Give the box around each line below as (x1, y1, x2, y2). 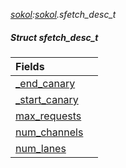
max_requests (15, 109, 82, 123)
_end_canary (15, 76, 76, 90)
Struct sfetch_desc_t (10, 31, 99, 43)
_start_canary (15, 92, 79, 106)
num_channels (15, 125, 84, 139)
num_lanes (15, 141, 67, 155)
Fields (15, 59, 45, 73)
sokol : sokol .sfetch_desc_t (10, 9, 117, 20)
